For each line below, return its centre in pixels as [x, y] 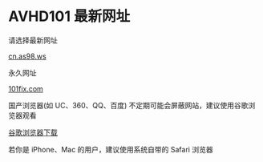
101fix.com [26, 88]
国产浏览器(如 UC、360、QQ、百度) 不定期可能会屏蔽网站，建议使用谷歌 [128, 105]
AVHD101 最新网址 [69, 16]
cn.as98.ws [27, 56]
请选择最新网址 [33, 40]
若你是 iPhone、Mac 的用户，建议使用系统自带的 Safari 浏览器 [111, 149]
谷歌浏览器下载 [33, 132]
